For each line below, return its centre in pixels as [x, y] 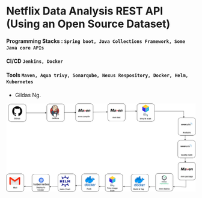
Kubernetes [20, 82]
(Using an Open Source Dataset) [88, 24]
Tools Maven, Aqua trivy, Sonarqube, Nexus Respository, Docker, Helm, [97, 75]
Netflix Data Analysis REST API [85, 11]
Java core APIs [25, 48]
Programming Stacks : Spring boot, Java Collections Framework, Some [96, 41]
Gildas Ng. [28, 95]
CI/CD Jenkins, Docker [35, 61]
